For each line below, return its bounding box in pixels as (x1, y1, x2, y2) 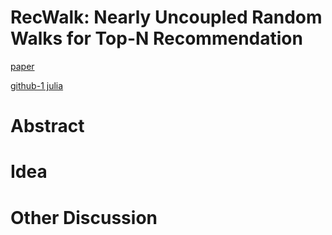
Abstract (10, 115, 85, 138)
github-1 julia (10, 79, 64, 91)
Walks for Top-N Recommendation (10, 27, 303, 50)
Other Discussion (10, 206, 158, 229)
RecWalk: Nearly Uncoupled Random (10, 6, 323, 29)
